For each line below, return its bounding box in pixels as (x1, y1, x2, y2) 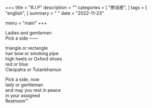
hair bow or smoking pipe (5, 50, 59, 56)
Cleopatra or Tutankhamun (5, 66, 62, 73)
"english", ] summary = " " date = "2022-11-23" (5, 10, 104, 16)
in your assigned (5, 93, 40, 98)
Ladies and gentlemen (5, 30, 52, 35)
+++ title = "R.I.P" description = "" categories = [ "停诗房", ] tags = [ (5, 5, 147, 10)
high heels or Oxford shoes (5, 56, 63, 62)
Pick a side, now (5, 77, 40, 82)
